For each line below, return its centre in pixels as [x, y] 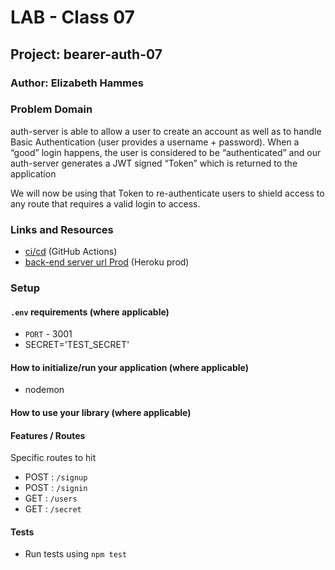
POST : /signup [56, 477]
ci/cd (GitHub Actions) [71, 252]
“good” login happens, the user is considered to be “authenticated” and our [166, 152]
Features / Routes [48, 435]
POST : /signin [56, 488]
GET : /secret [53, 509]
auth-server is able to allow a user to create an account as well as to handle [166, 131]
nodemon [44, 390]
